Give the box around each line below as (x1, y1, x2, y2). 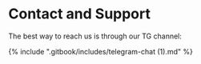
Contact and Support (8, 5, 151, 23)
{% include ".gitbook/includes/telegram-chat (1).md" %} (8, 46, 194, 56)
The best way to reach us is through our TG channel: (8, 31, 183, 41)
